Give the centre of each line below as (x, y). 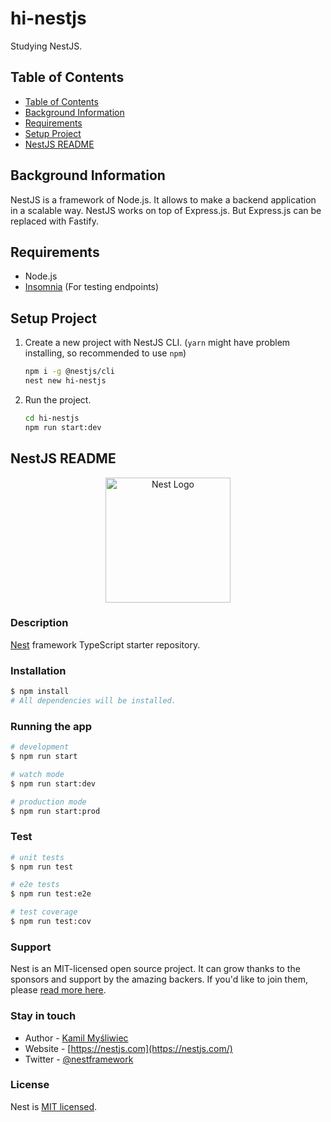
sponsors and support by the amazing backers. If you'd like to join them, (159, 979)
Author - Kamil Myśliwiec (76, 1038)
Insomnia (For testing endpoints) (92, 287)
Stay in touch (43, 1016)
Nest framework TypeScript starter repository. (105, 644)
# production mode (48, 802)
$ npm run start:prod (55, 811)
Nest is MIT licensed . (54, 1106)
